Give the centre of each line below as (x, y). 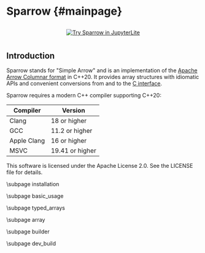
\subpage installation (33, 184)
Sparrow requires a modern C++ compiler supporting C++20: (84, 95)
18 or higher (69, 121)
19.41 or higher (73, 150)
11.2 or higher (72, 131)
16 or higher (69, 141)
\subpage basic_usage (35, 196)
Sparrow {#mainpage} (64, 11)
